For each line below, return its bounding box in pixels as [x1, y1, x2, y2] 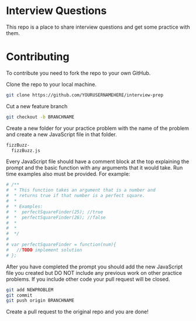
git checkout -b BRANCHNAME [6, 114, 75, 120]
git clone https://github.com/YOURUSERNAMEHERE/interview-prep [6, 92, 164, 98]
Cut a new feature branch [6, 102, 68, 109]
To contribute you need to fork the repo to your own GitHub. [6, 69, 151, 77]
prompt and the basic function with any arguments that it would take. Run [6, 164, 183, 171]
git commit [6, 292, 33, 298]
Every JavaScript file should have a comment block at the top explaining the [6, 158, 190, 165]
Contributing [6, 50, 70, 64]
